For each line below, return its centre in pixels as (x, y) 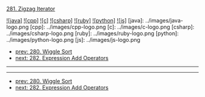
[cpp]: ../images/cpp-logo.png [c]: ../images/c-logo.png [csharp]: (112, 27)
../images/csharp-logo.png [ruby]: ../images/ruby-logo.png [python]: (92, 33)
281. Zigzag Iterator (31, 9)
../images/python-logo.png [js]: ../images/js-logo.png (73, 40)
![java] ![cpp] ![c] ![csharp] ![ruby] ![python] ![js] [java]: (75, 20)
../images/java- (164, 20)
